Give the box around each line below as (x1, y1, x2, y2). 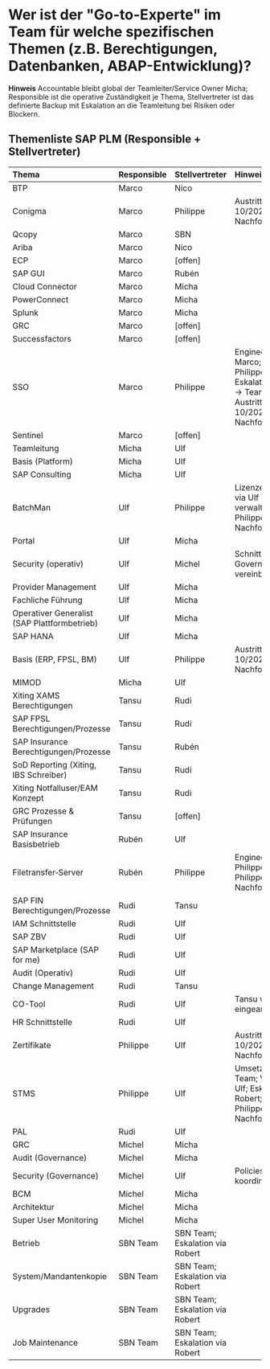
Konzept (12, 792, 44, 803)
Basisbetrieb (12, 838, 60, 850)
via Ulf (234, 492, 260, 503)
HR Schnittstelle (12, 1016, 72, 1027)
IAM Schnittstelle (12, 918, 76, 929)
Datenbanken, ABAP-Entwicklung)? (8, 57, 252, 76)
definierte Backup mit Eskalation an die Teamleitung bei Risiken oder (8, 100, 235, 110)
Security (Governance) (12, 1170, 99, 1181)
